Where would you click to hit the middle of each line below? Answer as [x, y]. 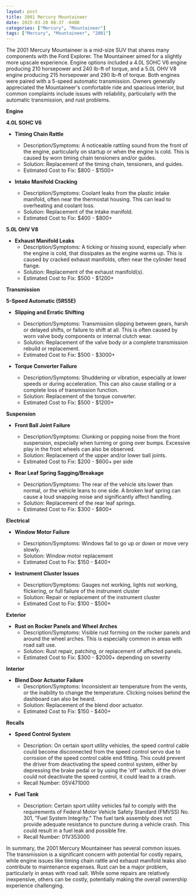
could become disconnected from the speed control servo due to [102, 752]
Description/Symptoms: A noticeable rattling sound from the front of [106, 146]
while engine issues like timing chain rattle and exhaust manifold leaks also [96, 861]
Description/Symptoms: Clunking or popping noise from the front [102, 437]
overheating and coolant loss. [59, 205]
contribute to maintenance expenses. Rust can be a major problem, [87, 867]
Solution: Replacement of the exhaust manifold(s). [84, 272]
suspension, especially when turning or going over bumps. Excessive [106, 443]
